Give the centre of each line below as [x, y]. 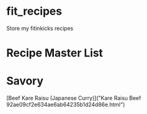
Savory [25, 81]
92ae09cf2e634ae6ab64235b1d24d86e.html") [66, 105]
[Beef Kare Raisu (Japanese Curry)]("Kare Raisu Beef [74, 98]
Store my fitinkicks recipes [40, 28]
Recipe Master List [55, 53]
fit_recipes [34, 11]
